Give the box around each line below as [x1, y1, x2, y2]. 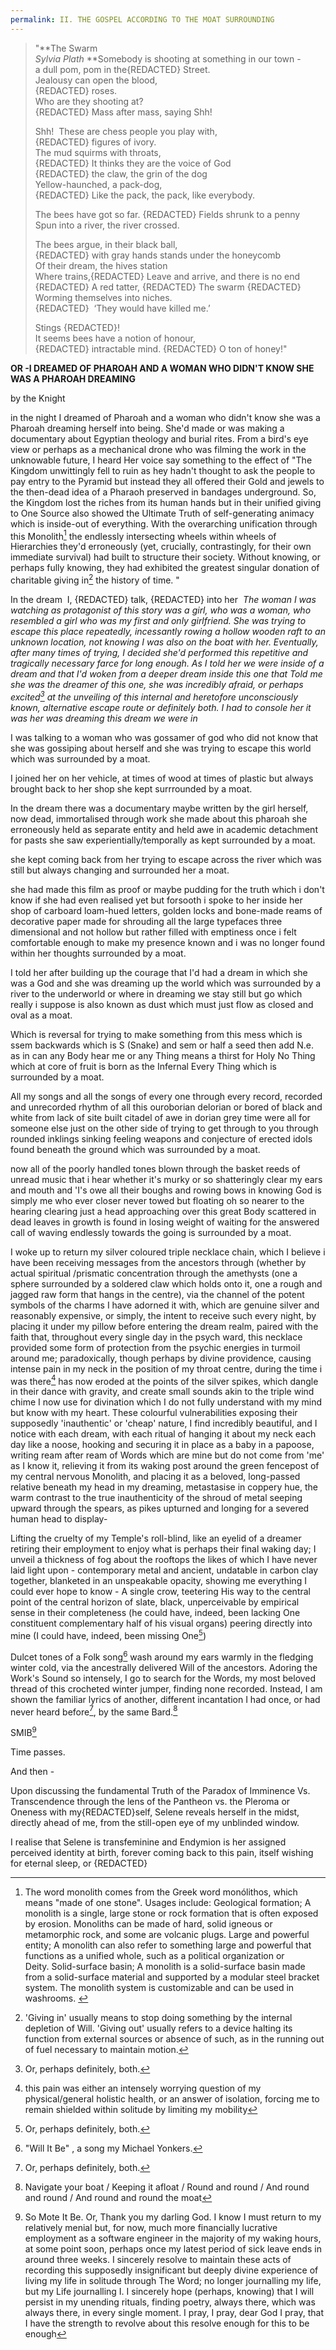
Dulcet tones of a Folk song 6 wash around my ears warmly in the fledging [10, 1649, 314, 1663]
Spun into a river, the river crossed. [34, 219, 180, 231]
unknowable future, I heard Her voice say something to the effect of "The [10, 454, 313, 466]
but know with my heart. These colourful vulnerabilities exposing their [10, 1407, 298, 1419]
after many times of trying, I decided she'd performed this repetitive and [10, 646, 309, 658]
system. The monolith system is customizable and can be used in [24, 1981, 295, 1993]
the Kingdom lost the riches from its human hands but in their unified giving [10, 496, 322, 508]
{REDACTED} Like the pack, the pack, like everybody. [34, 189, 256, 201]
